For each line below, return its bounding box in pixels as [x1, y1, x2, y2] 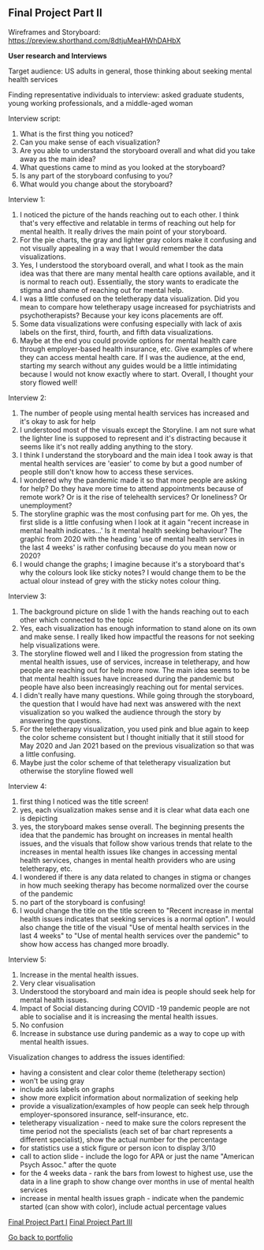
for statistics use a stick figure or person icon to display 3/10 [19, 1143, 217, 1152]
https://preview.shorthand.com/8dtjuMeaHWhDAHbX [8, 36, 181, 45]
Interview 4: [8, 781, 47, 790]
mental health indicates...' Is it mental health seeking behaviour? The [19, 525, 243, 535]
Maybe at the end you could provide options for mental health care [19, 336, 237, 345]
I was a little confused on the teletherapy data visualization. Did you [19, 294, 240, 303]
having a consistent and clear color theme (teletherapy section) [19, 1068, 226, 1077]
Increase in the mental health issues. [19, 970, 139, 979]
